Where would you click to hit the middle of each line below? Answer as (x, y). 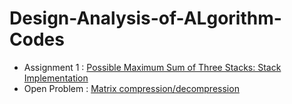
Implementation (56, 78)
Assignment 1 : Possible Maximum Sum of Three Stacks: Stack (152, 67)
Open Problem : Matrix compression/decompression (131, 88)
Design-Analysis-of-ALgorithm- (145, 18)
